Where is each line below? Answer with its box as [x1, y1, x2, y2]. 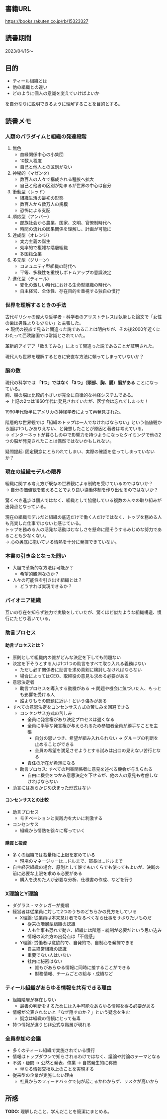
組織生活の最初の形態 [19, 195, 64, 201]
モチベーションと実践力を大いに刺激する [19, 815, 103, 821]
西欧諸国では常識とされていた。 [22, 332, 88, 339]
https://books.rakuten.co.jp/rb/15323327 [5, 18, 88, 24]
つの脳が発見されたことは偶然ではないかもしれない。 [5, 438, 114, 444]
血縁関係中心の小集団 [19, 151, 64, 157]
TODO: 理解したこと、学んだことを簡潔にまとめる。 [5, 1108, 112, 1114]
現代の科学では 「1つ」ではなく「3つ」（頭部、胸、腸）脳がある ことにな [5, 379, 154, 385]
